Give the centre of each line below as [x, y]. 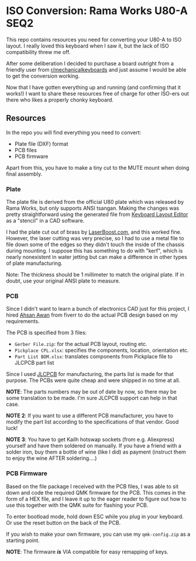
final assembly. [24, 174]
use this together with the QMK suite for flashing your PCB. [77, 505]
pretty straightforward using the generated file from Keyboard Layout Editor [97, 214]
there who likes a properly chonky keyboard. [60, 100]
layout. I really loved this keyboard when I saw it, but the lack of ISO [88, 46]
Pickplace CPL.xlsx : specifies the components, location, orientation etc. [102, 350]
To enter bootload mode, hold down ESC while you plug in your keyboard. [95, 516]
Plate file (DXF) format [41, 144]
